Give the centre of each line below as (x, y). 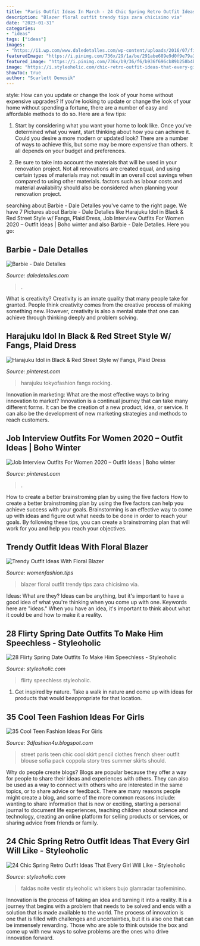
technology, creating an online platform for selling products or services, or (97, 817)
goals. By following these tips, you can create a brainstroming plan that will (98, 522)
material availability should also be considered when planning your (96, 188)
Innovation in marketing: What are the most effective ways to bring (88, 394)
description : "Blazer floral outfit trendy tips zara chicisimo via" (94, 17)
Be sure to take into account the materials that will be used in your (96, 163)
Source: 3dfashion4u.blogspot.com (50, 743)
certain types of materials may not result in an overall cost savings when (104, 175)
